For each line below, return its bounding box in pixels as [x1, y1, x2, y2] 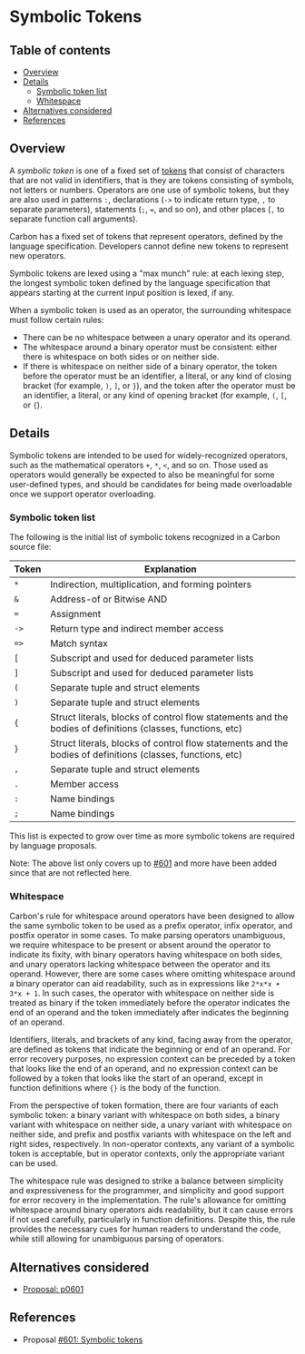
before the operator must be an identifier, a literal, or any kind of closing [22, 370, 292, 381]
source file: [9, 541, 52, 552]
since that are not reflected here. [9, 867, 133, 878]
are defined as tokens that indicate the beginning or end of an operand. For [9, 1044, 290, 1055]
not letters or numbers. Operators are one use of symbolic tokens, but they [9, 184, 290, 195]
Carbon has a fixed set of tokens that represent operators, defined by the [9, 231, 283, 241]
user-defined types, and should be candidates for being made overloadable [9, 478, 293, 489]
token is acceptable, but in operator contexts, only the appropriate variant [9, 1148, 285, 1159]
